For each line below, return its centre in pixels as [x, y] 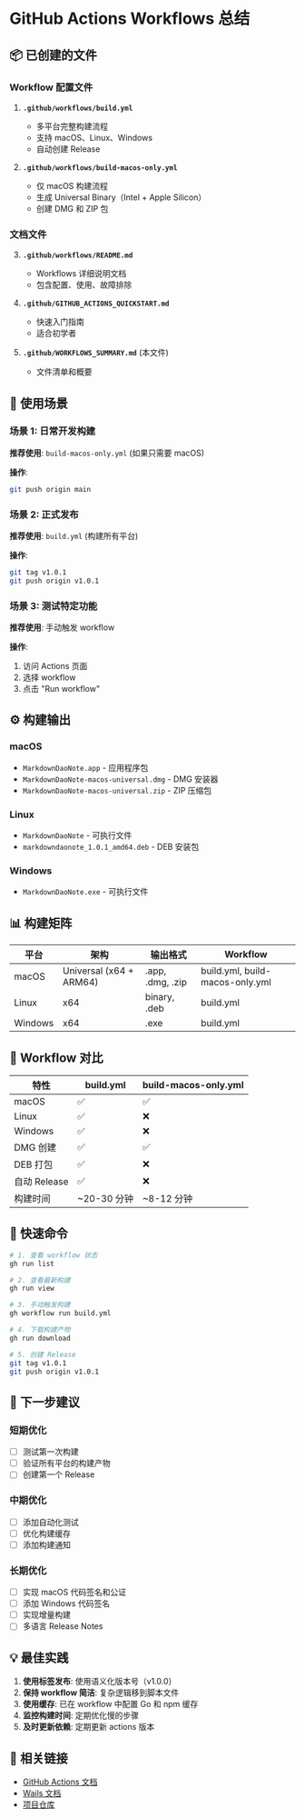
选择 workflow [49, 677]
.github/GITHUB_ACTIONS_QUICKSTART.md [96, 304]
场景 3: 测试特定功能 [54, 605]
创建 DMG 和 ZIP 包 [72, 208]
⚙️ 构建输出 [40, 720]
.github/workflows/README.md [78, 255]
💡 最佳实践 [39, 1658]
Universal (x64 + [98, 971]
